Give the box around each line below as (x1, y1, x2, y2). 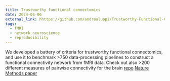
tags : (5, 21, 17, 26)
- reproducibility (10, 35, 49, 40)
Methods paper (5, 70, 37, 76)
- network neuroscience (10, 30, 60, 35)
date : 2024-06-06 (5, 12, 42, 17)
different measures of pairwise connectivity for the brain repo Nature (5, 64, 149, 70)
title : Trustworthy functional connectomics (5, 7, 101, 12)
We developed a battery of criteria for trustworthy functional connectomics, (5, 48, 163, 55)
